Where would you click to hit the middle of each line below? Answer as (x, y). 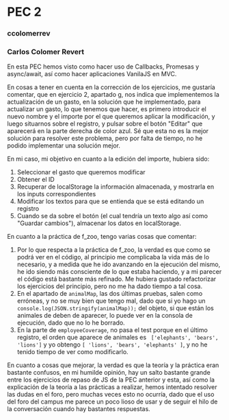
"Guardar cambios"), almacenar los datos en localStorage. (99, 223)
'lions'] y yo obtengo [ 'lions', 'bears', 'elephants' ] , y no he (112, 345)
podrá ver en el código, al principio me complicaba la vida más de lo (113, 257)
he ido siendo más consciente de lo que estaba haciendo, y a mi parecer (119, 272)
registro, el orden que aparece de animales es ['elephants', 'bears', (118, 338)
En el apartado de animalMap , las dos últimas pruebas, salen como (110, 294)
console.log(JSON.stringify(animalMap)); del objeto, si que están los (115, 308)
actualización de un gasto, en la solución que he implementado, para (104, 102)
